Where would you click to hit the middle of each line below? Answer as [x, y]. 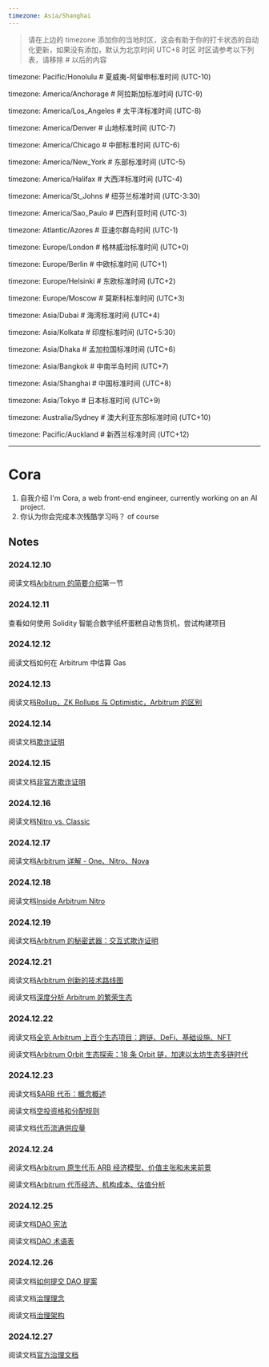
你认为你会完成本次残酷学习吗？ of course [89, 516]
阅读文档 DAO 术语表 [41, 1241]
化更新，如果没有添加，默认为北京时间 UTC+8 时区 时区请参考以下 [137, 50]
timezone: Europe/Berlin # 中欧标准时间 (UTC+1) [88, 264]
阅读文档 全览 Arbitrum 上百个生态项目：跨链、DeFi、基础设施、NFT [120, 1037]
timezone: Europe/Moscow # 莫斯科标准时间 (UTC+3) [97, 298]
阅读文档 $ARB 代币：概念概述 [57, 1094]
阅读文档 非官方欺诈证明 [47, 781]
